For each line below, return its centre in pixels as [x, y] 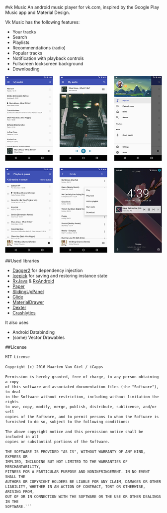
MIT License [17, 357]
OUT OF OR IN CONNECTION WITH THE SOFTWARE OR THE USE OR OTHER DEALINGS [83, 497]
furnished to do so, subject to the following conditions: [68, 422]
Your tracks [24, 32]
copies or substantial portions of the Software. [58, 442]
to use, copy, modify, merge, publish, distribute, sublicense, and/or [81, 407]
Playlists [21, 42]
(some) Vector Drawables [39, 338]
